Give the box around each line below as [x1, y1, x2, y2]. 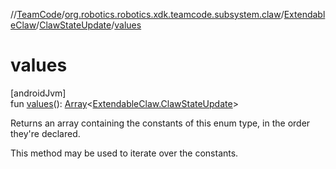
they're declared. [10, 127, 81, 139]
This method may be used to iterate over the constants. [10, 147, 239, 159]
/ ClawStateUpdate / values [36, 19, 142, 31]
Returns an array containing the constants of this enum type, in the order [10, 117, 311, 129]
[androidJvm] [10, 87, 67, 99]
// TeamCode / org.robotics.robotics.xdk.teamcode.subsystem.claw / [10, 9, 285, 20]
